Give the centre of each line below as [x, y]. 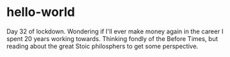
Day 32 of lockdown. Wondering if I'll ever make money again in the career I [115, 31]
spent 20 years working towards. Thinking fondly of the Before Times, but [112, 38]
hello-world [41, 12]
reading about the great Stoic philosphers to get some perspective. [102, 46]
